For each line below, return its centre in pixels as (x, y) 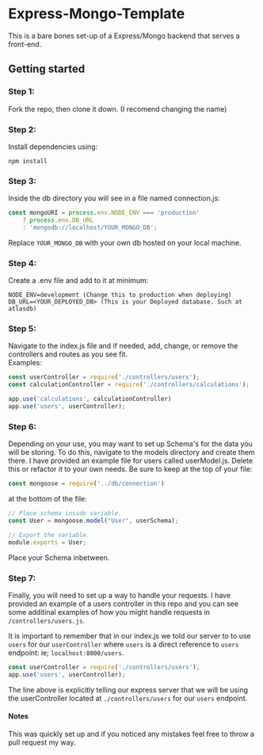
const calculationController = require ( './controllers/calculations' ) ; (129, 385)
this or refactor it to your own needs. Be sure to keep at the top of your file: (130, 469)
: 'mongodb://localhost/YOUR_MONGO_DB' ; (90, 227)
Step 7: (22, 578)
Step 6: (23, 426)
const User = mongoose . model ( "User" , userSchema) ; (93, 520)
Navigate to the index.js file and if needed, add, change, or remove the (123, 346)
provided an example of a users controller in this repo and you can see (124, 604)
